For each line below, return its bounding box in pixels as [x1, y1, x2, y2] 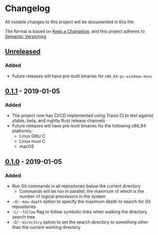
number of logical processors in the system [19, 193, 106, 199]
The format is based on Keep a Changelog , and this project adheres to [5, 28, 145, 34]
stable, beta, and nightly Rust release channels [12, 118, 105, 124]
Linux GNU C [19, 133, 45, 139]
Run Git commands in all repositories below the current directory [12, 183, 141, 189]
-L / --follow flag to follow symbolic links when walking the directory [12, 209, 147, 215]
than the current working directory [12, 224, 81, 230]
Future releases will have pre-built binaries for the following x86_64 [12, 123, 146, 129]
